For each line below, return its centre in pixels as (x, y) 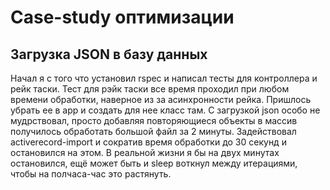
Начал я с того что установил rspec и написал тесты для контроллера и (164, 78)
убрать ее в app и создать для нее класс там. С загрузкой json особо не (165, 110)
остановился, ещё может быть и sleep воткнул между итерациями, (154, 163)
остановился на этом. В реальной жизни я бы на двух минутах (145, 152)
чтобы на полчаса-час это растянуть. (91, 174)
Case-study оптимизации (122, 17)
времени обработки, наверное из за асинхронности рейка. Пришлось (161, 99)
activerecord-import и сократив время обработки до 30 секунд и (148, 142)
